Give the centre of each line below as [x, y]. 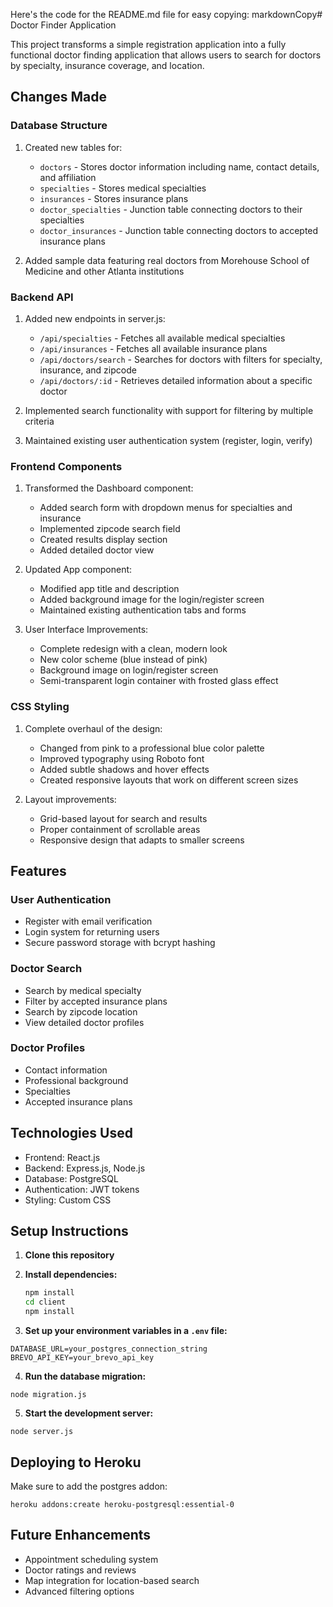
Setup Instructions [69, 1231]
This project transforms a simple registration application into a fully [148, 44]
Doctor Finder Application [63, 25]
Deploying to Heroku [76, 1462]
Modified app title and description [109, 589]
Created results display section [103, 540]
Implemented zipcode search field [110, 529]
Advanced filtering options [79, 1591]
